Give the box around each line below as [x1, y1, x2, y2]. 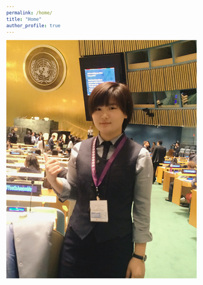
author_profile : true [6, 22, 61, 28]
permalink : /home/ [6, 10, 53, 16]
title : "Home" [6, 16, 42, 22]
